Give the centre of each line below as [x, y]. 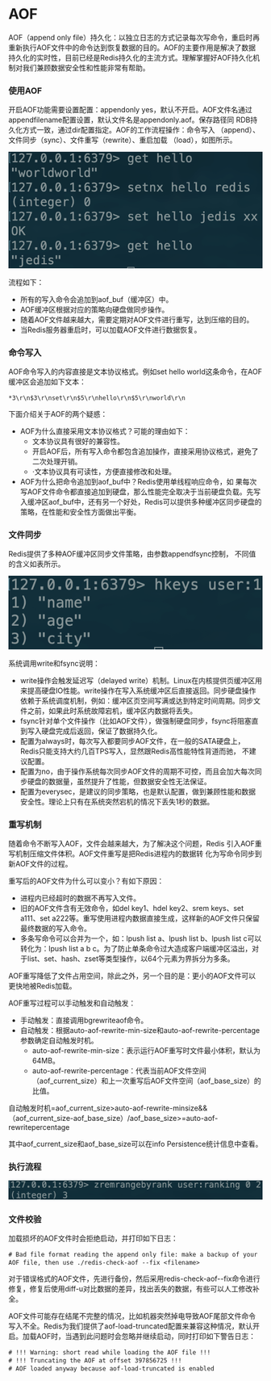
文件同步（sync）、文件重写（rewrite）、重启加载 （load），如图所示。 [123, 140]
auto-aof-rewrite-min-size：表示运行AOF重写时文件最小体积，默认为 [146, 1050]
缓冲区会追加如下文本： [47, 381]
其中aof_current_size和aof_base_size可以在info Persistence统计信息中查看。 [135, 1144]
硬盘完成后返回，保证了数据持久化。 [102, 731]
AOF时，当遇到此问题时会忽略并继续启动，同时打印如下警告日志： [146, 1336]
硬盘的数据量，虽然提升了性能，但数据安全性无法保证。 [119, 781]
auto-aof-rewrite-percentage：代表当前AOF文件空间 [119, 1070]
